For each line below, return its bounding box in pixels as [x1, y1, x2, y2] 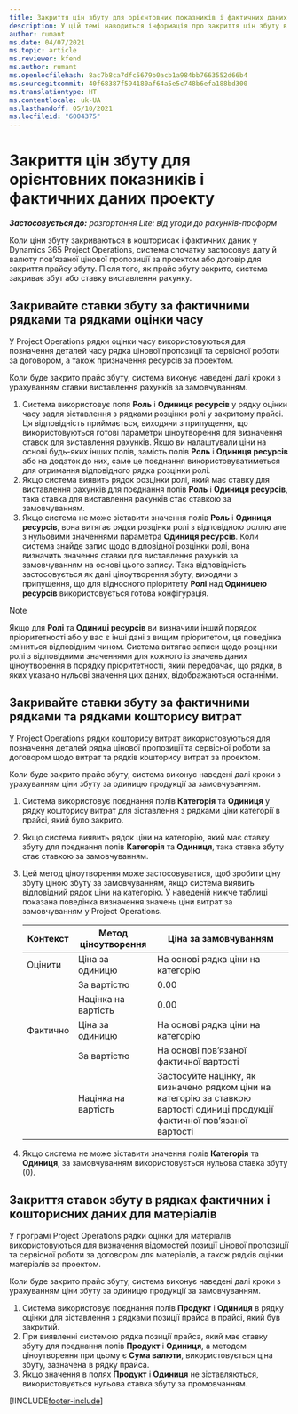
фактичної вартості [156, 1055, 239, 1067]
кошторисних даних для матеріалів [9, 1207, 217, 1222]
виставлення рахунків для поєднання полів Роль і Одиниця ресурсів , [21, 484, 288, 494]
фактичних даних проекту [9, 189, 216, 209]
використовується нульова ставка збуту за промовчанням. [21, 1378, 248, 1388]
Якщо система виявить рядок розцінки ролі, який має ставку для [21, 474, 271, 485]
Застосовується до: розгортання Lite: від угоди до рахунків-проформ [9, 218, 278, 229]
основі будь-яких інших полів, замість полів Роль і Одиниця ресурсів [21, 446, 288, 456]
